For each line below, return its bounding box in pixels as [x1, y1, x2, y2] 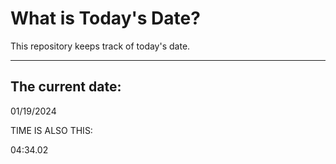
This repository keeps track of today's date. [10, 40, 191, 52]
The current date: [10, 78, 122, 96]
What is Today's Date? [10, 7, 201, 30]
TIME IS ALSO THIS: [10, 124, 93, 136]
